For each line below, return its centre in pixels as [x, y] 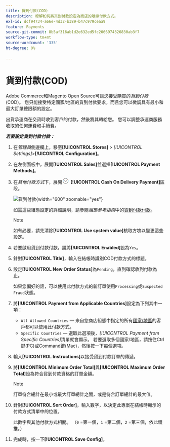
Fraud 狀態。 [26, 292]
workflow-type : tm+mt [29, 38]
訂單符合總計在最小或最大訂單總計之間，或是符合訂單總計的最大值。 [84, 394]
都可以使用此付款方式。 [50, 326]
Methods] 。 [26, 170]
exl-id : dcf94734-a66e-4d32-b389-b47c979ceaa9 [56, 21]
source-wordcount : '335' [32, 43]
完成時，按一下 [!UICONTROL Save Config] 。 [60, 439]
